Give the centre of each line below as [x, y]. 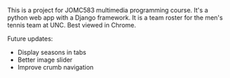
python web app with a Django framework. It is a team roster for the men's [115, 18]
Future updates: [30, 39]
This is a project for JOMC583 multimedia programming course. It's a [108, 10]
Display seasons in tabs [52, 52]
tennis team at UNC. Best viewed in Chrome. [72, 25]
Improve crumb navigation [55, 67]
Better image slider [45, 60]
